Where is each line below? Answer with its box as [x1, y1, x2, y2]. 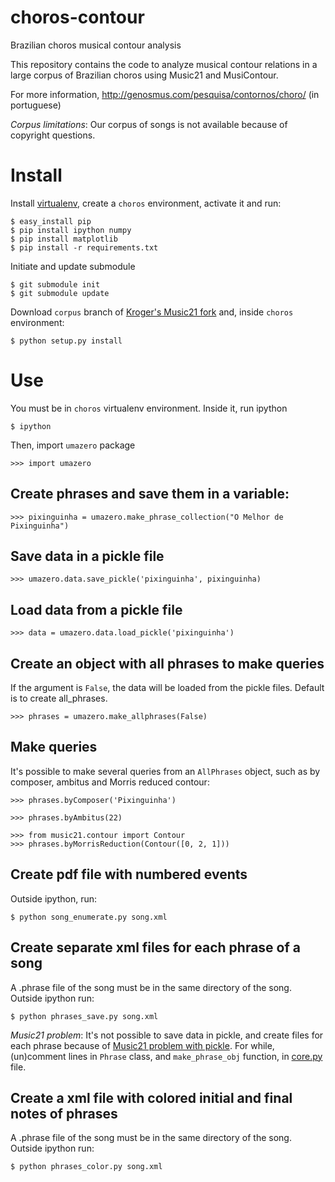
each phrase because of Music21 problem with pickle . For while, [10, 1039, 275, 1051]
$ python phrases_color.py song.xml [10, 1162, 163, 1172]
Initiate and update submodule [10, 260, 136, 272]
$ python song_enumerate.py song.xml [10, 912, 168, 922]
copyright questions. [10, 129, 96, 141]
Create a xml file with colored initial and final [10, 1089, 293, 1106]
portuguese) [10, 99, 62, 111]
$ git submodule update [10, 288, 110, 298]
